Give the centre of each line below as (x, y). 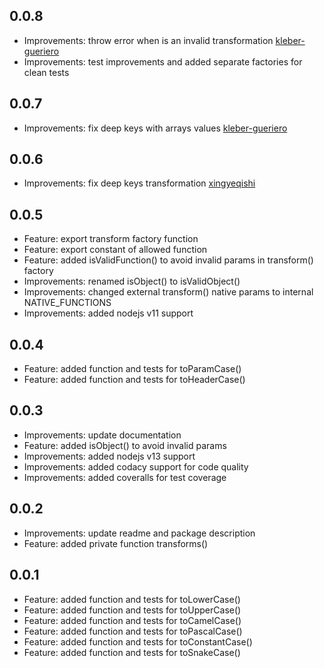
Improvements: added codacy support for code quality (136, 466)
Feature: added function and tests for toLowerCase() (132, 599)
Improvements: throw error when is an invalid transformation (148, 40)
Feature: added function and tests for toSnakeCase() (132, 652)
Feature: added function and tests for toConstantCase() (138, 641)
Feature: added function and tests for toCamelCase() (132, 620)
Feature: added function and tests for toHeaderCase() (134, 380)
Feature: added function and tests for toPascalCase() (133, 631)
